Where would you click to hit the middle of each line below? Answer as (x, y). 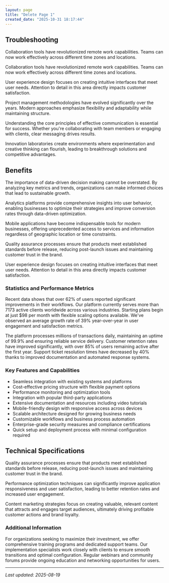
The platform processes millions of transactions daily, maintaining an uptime (84, 336)
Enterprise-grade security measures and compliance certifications (81, 424)
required (21, 435)
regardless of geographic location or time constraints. (61, 234)
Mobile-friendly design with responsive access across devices (77, 408)
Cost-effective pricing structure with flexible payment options (76, 387)
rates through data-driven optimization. (46, 214)
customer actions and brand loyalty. (42, 515)
